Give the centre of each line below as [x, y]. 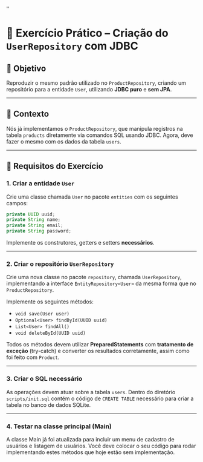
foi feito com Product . [33, 357]
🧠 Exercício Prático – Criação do [87, 33]
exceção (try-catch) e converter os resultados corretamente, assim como [98, 351]
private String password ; [39, 231]
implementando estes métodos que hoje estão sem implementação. [91, 452]
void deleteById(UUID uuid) [50, 333]
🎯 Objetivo [26, 68]
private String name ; [34, 220]
